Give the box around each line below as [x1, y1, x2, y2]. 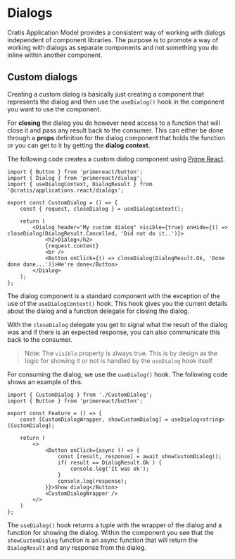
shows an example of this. [7, 377, 83, 386]
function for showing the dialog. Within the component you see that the [7, 528, 214, 536]
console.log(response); [57, 477, 128, 484]
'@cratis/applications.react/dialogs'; [7, 187, 125, 194]
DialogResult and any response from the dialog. [7, 543, 146, 551]
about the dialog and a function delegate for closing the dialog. [7, 307, 190, 315]
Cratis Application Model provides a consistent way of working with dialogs [7, 28, 226, 37]
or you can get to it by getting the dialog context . [7, 141, 151, 149]
